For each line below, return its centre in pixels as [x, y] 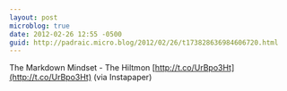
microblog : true [39, 26]
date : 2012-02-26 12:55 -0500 [66, 34]
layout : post [34, 17]
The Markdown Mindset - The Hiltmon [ [82, 68]
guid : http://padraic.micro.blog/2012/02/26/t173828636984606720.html [144, 42]
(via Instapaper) [123, 78]
